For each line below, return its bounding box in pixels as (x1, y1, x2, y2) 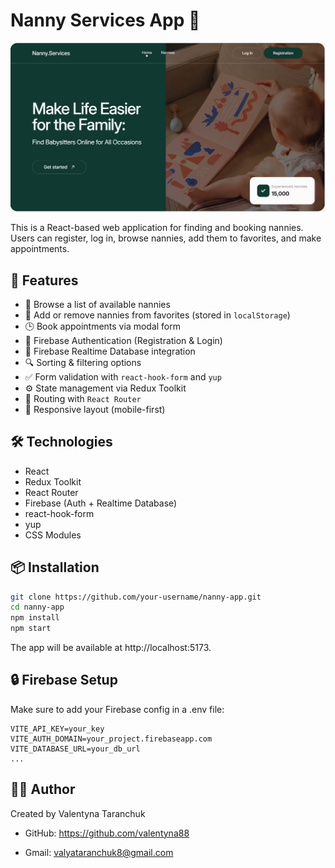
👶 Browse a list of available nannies (24, 298, 171, 310)
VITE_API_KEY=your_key (10, 724, 105, 734)
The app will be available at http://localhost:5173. (10, 642, 212, 654)
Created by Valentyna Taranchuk (10, 807, 146, 819)
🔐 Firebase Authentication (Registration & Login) (24, 334, 223, 346)
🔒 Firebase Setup (10, 672, 118, 689)
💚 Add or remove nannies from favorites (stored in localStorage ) (24, 309, 291, 321)
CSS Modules (24, 529, 82, 541)
